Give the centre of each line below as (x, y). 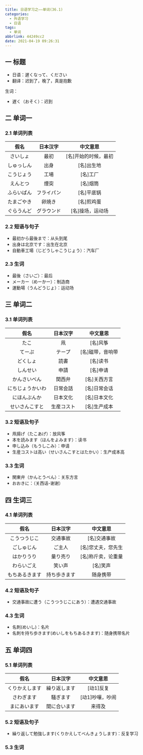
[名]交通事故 (102, 538)
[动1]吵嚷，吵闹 (98, 697)
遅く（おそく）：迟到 (32, 101)
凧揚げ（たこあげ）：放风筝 (39, 434)
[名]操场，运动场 (90, 211)
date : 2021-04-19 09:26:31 (32, 41)
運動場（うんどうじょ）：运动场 (43, 287)
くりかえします (25, 688)
